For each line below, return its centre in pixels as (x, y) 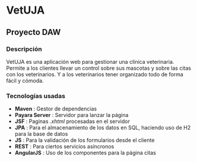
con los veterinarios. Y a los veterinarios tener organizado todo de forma (95, 74)
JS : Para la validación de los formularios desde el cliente (85, 140)
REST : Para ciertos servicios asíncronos (64, 147)
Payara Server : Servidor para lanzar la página (72, 115)
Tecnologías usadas (36, 96)
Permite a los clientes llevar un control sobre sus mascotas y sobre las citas (99, 68)
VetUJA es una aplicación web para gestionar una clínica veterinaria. (90, 61)
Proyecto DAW (34, 32)
